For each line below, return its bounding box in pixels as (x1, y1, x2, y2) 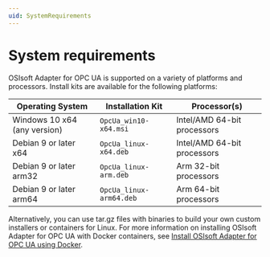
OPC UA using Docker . (8, 239, 83, 249)
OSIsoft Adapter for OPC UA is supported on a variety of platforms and (8, 73, 243, 83)
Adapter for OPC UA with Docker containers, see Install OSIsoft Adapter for (8, 230, 257, 241)
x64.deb (99, 147, 129, 157)
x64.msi (99, 124, 129, 133)
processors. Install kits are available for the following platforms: (8, 81, 218, 91)
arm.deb (99, 170, 129, 179)
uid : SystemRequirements (8, 11, 92, 20)
